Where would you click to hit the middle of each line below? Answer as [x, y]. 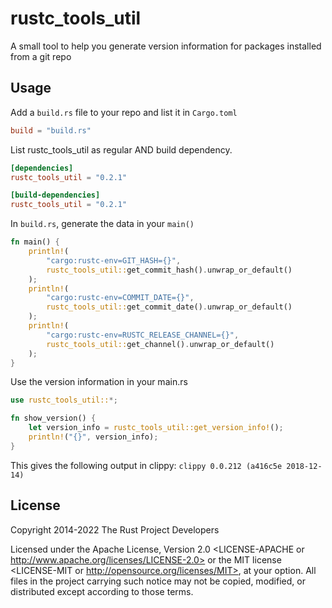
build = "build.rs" [51, 130]
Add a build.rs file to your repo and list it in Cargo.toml [124, 112]
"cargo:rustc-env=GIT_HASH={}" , [114, 260]
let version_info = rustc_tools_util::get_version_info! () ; [156, 428]
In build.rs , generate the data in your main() [102, 224]
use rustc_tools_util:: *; [64, 400]
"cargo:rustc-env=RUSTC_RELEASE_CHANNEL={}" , [143, 335]
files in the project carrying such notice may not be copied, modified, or [158, 581]
